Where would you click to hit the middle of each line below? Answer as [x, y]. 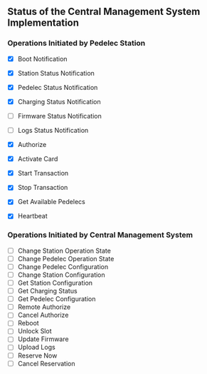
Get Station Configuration [55, 283]
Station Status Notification [56, 73]
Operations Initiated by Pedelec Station [76, 44]
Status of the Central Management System [104, 12]
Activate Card [38, 159]
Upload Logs [36, 347]
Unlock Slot [34, 331]
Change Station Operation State [64, 251]
